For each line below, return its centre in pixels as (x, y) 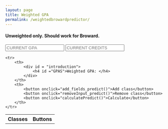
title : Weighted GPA (27, 15)
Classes (18, 119)
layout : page (19, 10)
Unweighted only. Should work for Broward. (53, 36)
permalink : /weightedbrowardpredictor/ (48, 19)
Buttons (42, 119)
